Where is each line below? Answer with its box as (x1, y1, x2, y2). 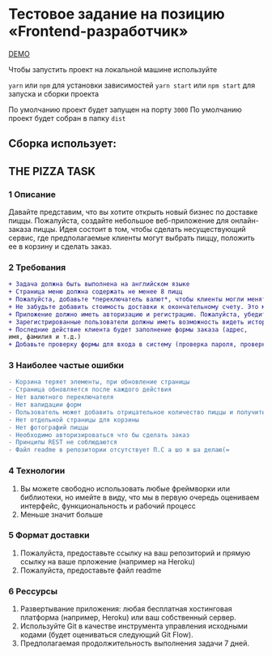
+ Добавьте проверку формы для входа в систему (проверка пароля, (8, 341, 237, 349)
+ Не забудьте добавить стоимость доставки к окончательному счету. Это (8, 302, 259, 311)
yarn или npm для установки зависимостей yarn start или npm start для (8, 80, 256, 90)
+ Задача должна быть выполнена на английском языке (8, 281, 190, 289)
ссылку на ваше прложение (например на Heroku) (19, 556, 196, 566)
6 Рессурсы (8, 585, 58, 597)
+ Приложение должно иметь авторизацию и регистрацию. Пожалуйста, (8, 310, 241, 319)
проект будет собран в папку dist (8, 113, 126, 122)
